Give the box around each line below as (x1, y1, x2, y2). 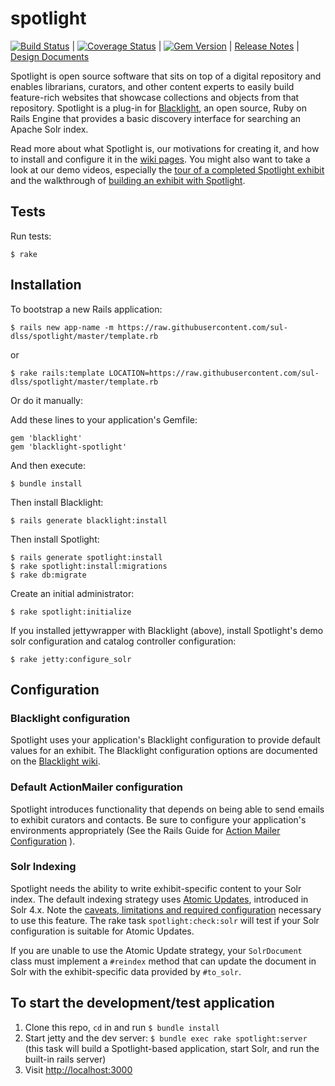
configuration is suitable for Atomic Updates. (10, 925, 195, 937)
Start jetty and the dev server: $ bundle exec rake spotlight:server (24, 1032, 308, 1044)
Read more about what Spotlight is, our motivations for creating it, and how (10, 142, 320, 154)
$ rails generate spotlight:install (10, 552, 163, 562)
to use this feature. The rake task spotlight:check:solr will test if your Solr (10, 914, 320, 926)
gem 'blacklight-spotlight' (10, 442, 128, 452)
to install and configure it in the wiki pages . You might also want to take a (10, 153, 311, 165)
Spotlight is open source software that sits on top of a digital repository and (10, 70, 322, 82)
